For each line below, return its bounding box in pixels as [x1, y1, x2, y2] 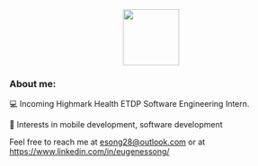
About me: [9, 77, 57, 90]
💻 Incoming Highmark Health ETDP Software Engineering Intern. [9, 99, 250, 109]
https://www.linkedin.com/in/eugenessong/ [9, 146, 170, 157]
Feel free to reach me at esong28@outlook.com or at [9, 136, 206, 147]
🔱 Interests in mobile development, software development [9, 119, 223, 130]
